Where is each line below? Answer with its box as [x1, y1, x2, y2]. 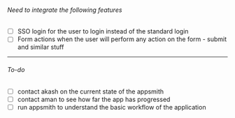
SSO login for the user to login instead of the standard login [17, 27, 189, 36]
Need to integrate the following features [7, 6, 122, 14]
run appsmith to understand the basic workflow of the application [17, 103, 206, 111]
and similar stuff [17, 43, 64, 52]
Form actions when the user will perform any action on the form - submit [17, 35, 227, 43]
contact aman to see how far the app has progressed [17, 95, 171, 103]
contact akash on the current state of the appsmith [17, 87, 164, 96]
